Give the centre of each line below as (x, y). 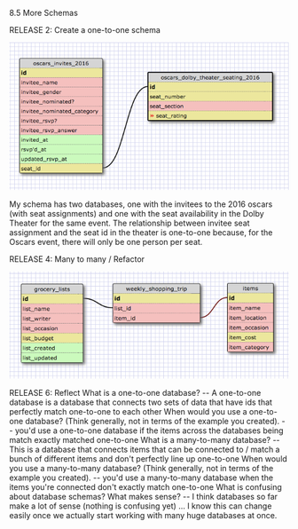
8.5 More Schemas (43, 13)
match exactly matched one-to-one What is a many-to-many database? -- (145, 440)
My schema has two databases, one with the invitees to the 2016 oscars (141, 204)
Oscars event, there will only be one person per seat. (106, 241)
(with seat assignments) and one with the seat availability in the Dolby (137, 213)
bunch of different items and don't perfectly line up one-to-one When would (149, 459)
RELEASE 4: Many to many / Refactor (77, 259)
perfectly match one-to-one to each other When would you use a (128, 412)
